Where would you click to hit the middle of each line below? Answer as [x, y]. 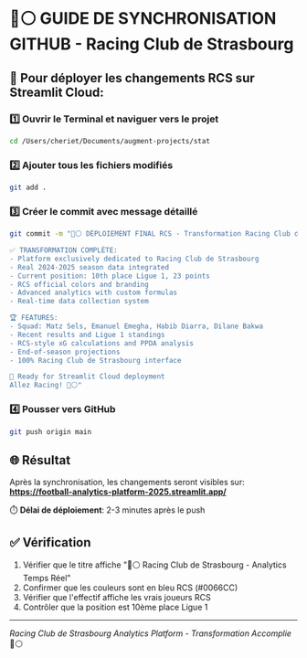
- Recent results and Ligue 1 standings [88, 334]
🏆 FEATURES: [34, 318]
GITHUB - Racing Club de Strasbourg [152, 44]
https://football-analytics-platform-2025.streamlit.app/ [118, 492]
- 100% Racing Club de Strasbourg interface [95, 360]
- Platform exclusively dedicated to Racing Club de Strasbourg [134, 259]
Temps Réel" [47, 578]
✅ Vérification [50, 542]
